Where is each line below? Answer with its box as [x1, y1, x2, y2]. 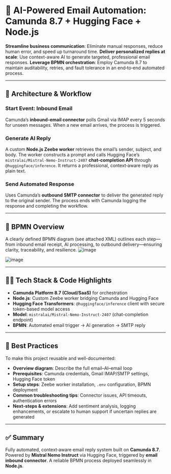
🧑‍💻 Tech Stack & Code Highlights [5, 276, 112, 285]
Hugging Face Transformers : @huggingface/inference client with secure [12, 300, 165, 306]
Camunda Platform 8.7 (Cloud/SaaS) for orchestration [12, 290, 128, 296]
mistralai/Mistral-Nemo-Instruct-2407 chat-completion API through [5, 157, 151, 163]
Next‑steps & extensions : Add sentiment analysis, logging [12, 403, 136, 409]
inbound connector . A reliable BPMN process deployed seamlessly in [5, 458, 152, 464]
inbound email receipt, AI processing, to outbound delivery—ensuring [16, 241, 162, 247]
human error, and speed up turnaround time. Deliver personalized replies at [5, 48, 165, 54]
